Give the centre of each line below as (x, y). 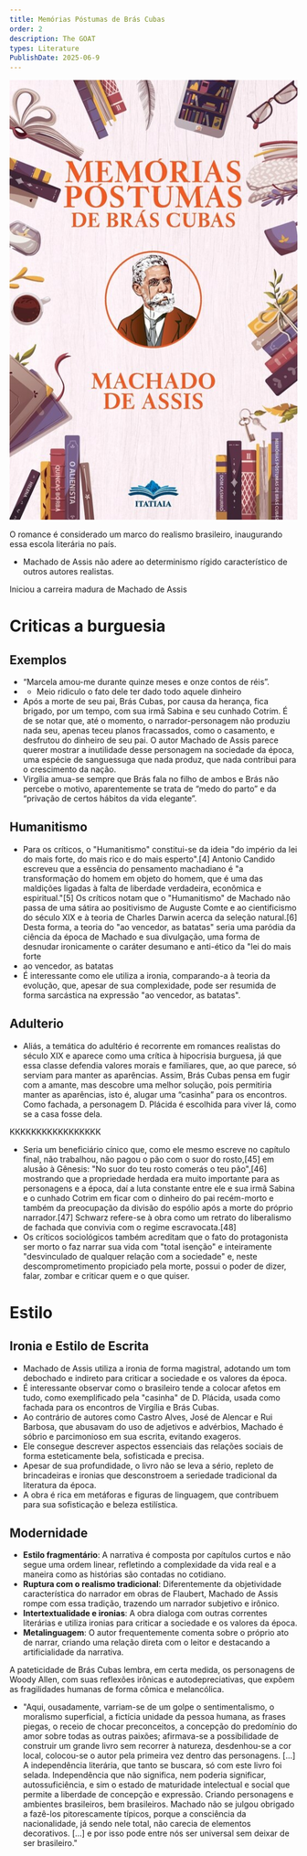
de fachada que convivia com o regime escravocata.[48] (129, 1227)
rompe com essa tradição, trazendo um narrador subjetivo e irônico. (151, 1604)
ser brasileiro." (50, 1843)
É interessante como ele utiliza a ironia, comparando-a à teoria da (147, 975)
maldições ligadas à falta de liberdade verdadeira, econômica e (142, 888)
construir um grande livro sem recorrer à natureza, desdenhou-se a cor (157, 1746)
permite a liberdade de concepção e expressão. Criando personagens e (158, 1795)
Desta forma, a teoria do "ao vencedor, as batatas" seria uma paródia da (159, 927)
